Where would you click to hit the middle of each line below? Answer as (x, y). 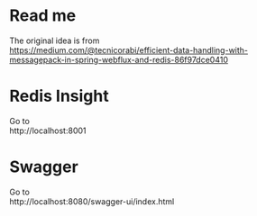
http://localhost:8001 (48, 130)
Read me (43, 16)
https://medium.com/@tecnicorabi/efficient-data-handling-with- (129, 49)
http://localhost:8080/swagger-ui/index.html (92, 201)
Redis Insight (60, 96)
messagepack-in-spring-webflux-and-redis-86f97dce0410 (119, 59)
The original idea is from (55, 40)
